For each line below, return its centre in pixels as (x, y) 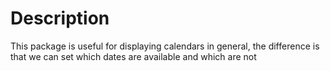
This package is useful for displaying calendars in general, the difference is (165, 46)
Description (60, 18)
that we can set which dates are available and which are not (133, 56)
